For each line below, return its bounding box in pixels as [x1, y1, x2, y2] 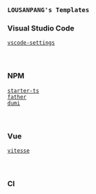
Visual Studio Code [7, 23, 75, 33]
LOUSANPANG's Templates [7, 6, 90, 14]
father [7, 93, 27, 100]
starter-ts [7, 87, 40, 95]
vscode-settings [7, 39, 55, 47]
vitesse [7, 147, 30, 154]
